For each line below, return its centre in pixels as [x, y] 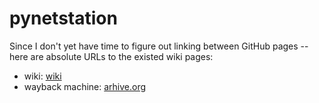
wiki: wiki [42, 76]
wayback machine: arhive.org [85, 86]
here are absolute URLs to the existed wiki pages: [111, 56]
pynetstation [63, 18]
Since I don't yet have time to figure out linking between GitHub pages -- [159, 46]
